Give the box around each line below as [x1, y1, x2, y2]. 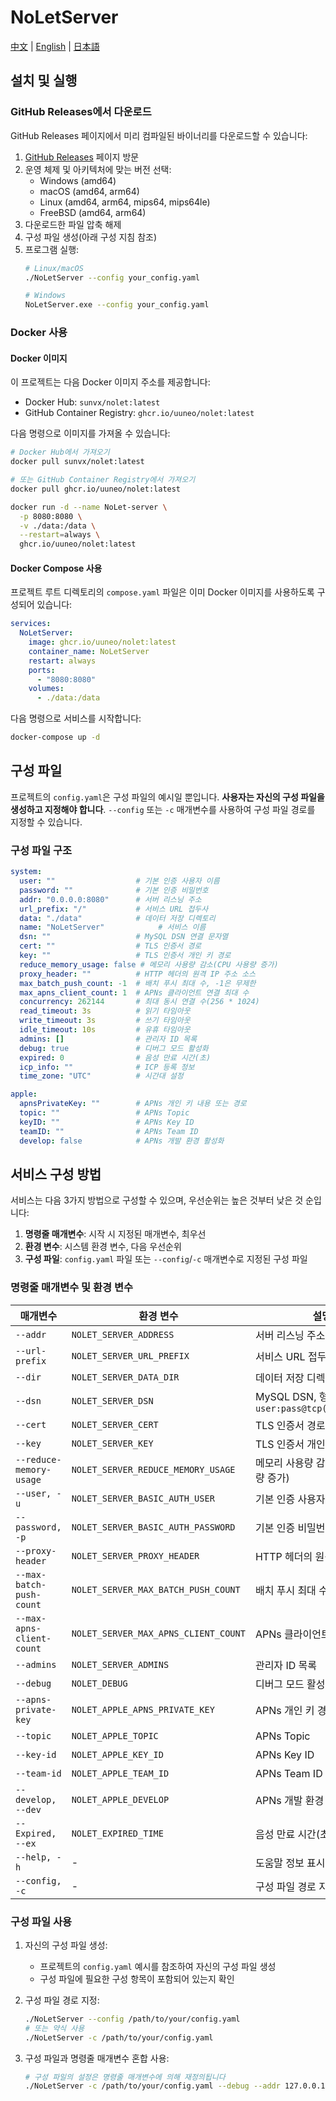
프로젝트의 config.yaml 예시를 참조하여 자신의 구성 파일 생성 [39, 1960, 277, 1972]
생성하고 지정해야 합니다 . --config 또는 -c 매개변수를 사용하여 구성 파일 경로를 [10, 803, 316, 815]
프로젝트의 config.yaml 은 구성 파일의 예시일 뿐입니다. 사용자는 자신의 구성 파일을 [10, 791, 325, 803]
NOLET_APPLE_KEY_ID [71, 1749, 164, 1760]
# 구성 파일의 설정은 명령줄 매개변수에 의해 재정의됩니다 [24, 2072, 226, 2082]
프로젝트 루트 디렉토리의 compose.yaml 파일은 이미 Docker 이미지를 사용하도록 [10, 586, 315, 598]
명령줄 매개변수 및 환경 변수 [10, 1281, 134, 1295]
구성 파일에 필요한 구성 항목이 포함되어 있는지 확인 [39, 1972, 235, 1985]
